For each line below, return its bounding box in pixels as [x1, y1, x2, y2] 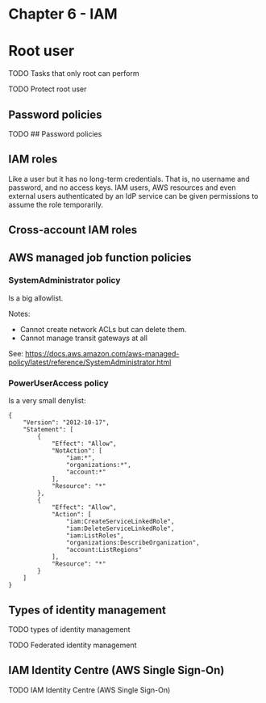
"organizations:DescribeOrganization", [65, 539, 200, 547]
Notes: [8, 309, 31, 318]
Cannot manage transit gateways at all [19, 333, 148, 343]
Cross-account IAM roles [8, 223, 138, 237]
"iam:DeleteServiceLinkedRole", [65, 524, 175, 533]
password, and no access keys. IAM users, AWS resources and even [8, 183, 236, 192]
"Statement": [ [23, 426, 74, 434]
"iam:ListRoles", [65, 532, 125, 540]
